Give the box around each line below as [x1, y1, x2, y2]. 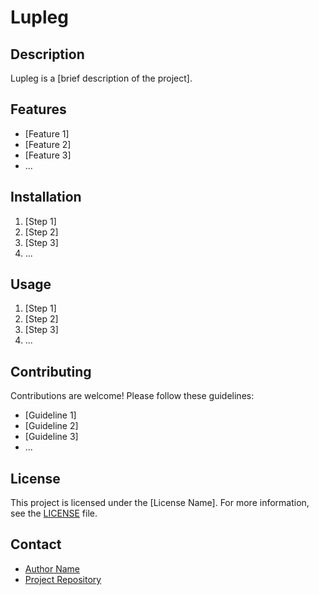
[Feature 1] [24, 127, 70, 140]
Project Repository [24, 573, 102, 585]
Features [10, 101, 67, 118]
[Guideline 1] [24, 409, 77, 421]
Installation [10, 189, 82, 206]
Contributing [10, 363, 92, 380]
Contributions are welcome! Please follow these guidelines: [10, 390, 255, 402]
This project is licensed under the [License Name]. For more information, [10, 497, 310, 509]
